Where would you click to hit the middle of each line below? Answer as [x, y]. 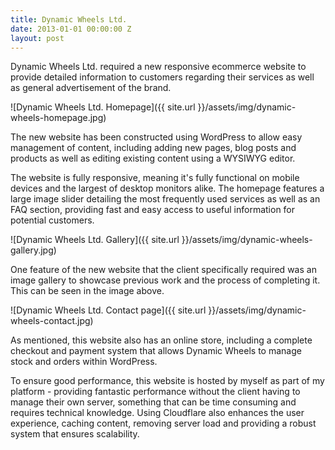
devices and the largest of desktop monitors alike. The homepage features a [167, 188]
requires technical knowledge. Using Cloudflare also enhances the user [157, 413]
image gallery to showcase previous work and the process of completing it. [165, 280]
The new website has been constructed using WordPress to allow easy [156, 137]
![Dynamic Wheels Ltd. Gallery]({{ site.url [95, 240]
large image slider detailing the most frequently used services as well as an [165, 199]
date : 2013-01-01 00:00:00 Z [71, 29]
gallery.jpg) [33, 250]
